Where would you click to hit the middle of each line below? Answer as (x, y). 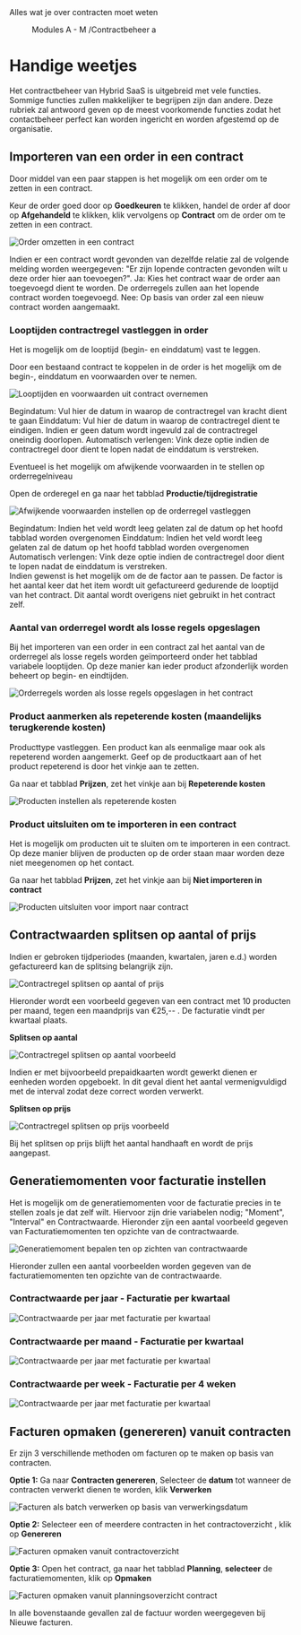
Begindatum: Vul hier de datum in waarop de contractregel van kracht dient (148, 411)
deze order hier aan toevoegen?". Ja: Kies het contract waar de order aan (145, 278)
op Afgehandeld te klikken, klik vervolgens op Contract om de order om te (147, 215)
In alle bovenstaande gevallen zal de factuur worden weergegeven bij (138, 1613)
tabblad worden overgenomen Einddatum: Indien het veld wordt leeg (136, 538)
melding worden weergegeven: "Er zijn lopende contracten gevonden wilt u (149, 268)
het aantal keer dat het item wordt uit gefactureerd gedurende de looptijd (144, 585)
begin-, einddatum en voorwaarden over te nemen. (103, 376)
